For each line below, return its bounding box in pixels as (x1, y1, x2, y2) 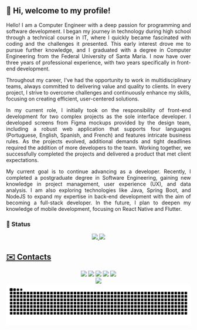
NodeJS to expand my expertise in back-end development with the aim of (6, 193, 191, 200)
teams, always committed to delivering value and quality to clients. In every (6, 83, 191, 90)
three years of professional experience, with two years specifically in (6, 59, 176, 66)
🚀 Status (6, 220, 31, 228)
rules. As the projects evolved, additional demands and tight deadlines (6, 137, 191, 144)
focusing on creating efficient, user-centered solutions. (6, 95, 140, 102)
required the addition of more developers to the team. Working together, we (6, 144, 191, 151)
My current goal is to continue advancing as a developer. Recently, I (6, 168, 191, 175)
